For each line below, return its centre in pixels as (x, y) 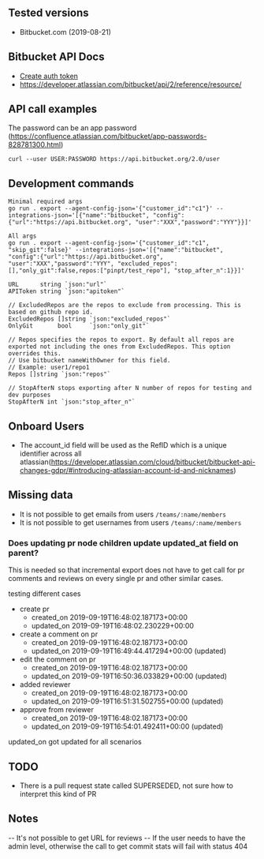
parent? (24, 553)
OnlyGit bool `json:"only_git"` (79, 326)
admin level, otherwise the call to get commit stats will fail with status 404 (128, 846)
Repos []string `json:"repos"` (59, 374)
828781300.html (35, 144)
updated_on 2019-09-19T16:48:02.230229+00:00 (113, 626)
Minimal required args (45, 202)
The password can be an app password (73, 128)
